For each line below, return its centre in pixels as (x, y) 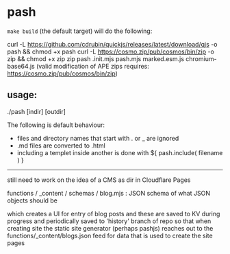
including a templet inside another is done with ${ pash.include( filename (120, 152)
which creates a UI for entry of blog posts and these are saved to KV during (114, 213)
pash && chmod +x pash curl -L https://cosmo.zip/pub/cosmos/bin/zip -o (111, 51)
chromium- (201, 58)
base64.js (21, 66)
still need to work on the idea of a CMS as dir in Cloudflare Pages (99, 180)
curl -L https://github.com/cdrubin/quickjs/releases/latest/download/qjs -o (112, 44)
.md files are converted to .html (61, 146)
